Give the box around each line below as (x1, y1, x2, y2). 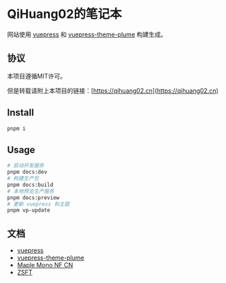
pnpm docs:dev (7, 169, 48, 176)
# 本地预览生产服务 (7, 188, 55, 194)
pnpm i (7, 125, 26, 132)
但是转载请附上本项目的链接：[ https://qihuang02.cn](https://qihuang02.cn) (7, 87, 219, 95)
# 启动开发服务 (7, 162, 45, 169)
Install (7, 107, 34, 119)
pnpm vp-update (7, 207, 51, 214)
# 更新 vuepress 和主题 (7, 201, 70, 207)
